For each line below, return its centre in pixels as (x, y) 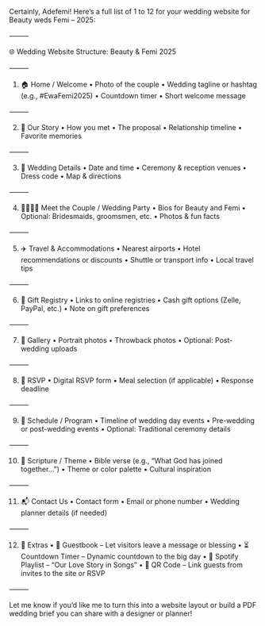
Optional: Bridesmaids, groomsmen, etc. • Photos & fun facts (120, 216)
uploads (64, 349)
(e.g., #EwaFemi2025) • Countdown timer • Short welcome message (133, 96)
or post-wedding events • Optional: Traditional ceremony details (125, 429)
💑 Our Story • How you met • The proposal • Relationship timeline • (131, 127)
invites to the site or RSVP (63, 573)
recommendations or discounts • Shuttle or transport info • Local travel (137, 260)
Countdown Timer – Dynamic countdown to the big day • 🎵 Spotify (129, 556)
